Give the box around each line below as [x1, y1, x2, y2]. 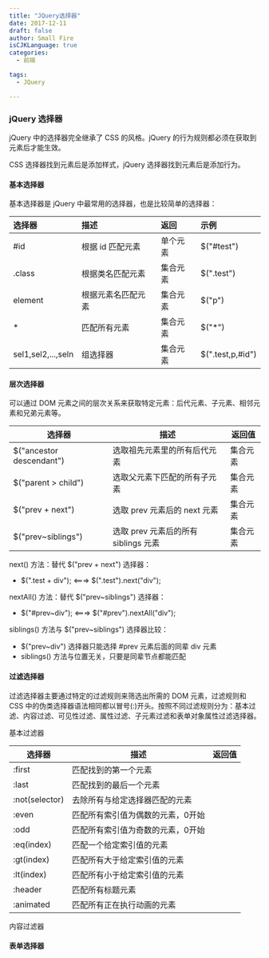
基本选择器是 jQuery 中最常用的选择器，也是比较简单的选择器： [9, 199, 217, 209]
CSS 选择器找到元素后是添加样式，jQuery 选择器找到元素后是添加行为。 [9, 159, 245, 169]
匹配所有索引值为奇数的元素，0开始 [71, 824, 206, 836]
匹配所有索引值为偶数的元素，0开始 [71, 809, 206, 820]
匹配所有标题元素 [71, 884, 136, 896]
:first [13, 764, 30, 775]
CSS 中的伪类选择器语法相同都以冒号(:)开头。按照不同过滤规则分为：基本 [9, 701, 250, 710]
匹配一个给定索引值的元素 [71, 839, 168, 850]
